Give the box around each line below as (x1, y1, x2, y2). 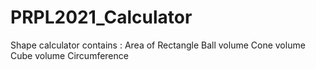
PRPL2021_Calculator (10, 6, 193, 29)
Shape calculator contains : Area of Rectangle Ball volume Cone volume (10, 39, 306, 51)
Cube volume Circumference (10, 49, 129, 61)
